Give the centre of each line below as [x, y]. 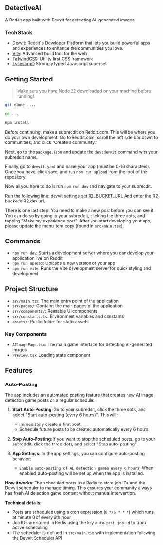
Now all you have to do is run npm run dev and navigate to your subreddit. [79, 186]
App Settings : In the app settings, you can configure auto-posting [78, 454]
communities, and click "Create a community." [52, 142]
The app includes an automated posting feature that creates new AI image [79, 395]
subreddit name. [21, 157]
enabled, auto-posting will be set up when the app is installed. [82, 473]
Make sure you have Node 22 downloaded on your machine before [84, 91]
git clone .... [20, 105]
